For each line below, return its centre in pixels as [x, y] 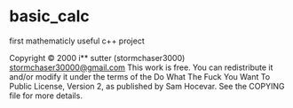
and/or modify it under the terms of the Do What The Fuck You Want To [140, 76]
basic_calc [50, 16]
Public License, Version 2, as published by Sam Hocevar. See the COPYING [147, 86]
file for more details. [46, 96]
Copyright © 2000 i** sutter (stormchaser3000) [97, 58]
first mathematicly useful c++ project [77, 41]
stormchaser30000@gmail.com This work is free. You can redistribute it [141, 67]
